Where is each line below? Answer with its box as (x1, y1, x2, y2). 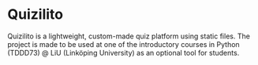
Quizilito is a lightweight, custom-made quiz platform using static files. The (7, 31, 250, 41)
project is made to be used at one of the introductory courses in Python (7, 39, 240, 49)
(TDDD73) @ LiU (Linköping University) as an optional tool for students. (7, 48, 240, 57)
